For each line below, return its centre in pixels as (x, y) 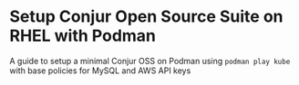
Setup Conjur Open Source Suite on (147, 17)
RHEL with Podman (83, 36)
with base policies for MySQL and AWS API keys (100, 71)
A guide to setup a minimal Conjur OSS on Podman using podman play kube (150, 61)
